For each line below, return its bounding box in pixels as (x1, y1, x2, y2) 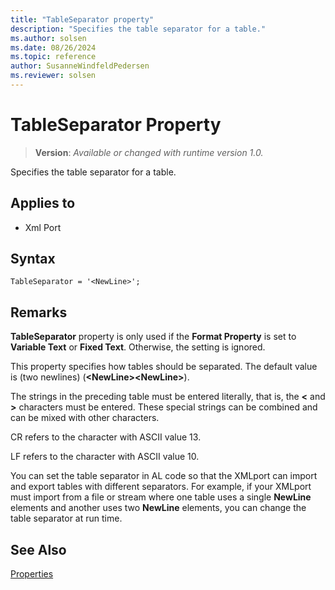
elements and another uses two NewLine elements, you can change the (10, 502, 307, 514)
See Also (10, 541, 67, 558)
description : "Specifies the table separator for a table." (10, 24, 267, 34)
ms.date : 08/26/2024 (10, 42, 97, 53)
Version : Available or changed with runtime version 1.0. (34, 146, 264, 158)
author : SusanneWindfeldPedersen (10, 61, 150, 71)
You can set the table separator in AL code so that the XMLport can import (10, 470, 318, 482)
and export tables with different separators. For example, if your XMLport (10, 481, 312, 493)
